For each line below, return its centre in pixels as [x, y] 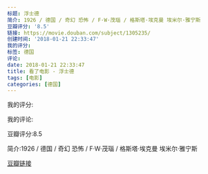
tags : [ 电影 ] [25, 78]
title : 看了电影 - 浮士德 [41, 71]
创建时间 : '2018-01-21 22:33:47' [53, 39]
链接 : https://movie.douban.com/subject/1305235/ [79, 33]
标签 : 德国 [21, 52]
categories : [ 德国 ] [34, 84]
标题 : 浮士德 [23, 13]
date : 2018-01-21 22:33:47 [46, 65]
